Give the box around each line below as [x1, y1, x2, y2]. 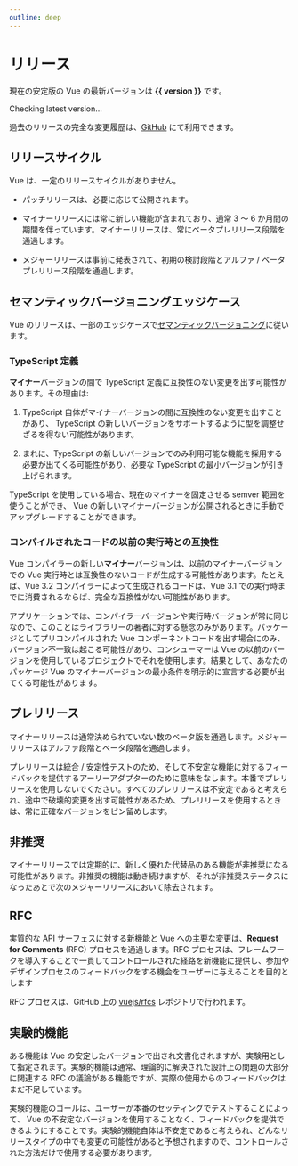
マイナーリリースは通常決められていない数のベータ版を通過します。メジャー [9, 731, 288, 742]
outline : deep [9, 12, 62, 22]
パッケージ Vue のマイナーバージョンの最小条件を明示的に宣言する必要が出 [9, 665, 285, 677]
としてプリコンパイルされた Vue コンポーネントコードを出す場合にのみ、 [16, 632, 286, 643]
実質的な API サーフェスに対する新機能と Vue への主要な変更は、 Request [9, 933, 278, 944]
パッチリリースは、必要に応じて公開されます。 [21, 194, 193, 205]
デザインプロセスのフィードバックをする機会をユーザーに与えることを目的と [9, 966, 289, 977]
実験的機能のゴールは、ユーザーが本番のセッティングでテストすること [9, 1103, 266, 1113]
